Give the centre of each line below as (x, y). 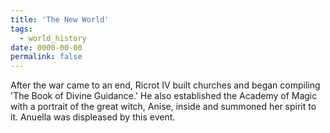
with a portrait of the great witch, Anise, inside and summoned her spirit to (163, 107)
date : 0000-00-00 (46, 47)
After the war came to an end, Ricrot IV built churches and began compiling (165, 85)
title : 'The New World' (60, 19)
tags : (21, 29)
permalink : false (46, 57)
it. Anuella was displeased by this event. (93, 117)
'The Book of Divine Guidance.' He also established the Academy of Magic (164, 96)
